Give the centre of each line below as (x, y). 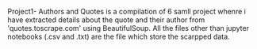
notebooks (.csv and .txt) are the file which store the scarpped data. (119, 36)
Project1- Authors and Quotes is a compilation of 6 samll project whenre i (127, 11)
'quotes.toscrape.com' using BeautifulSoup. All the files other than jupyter (128, 28)
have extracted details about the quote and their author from (106, 20)
